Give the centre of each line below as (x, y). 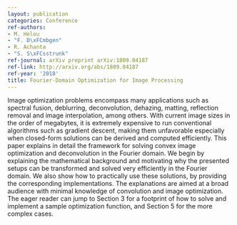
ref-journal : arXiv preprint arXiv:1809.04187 (78, 61)
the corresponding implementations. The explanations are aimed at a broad (118, 184)
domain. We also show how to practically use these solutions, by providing (117, 176)
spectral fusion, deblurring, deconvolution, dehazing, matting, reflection (113, 108)
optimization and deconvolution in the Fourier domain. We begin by (106, 153)
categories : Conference (43, 21)
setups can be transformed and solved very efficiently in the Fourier (107, 169)
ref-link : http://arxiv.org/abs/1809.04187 (73, 67)
